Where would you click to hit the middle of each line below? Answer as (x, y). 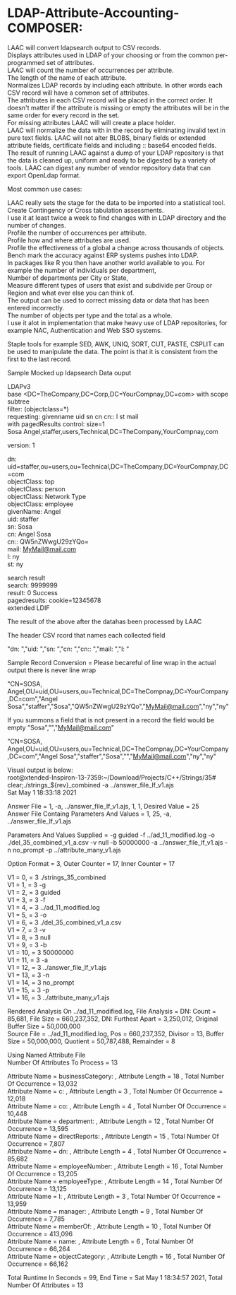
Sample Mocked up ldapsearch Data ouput (69, 373)
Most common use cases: (45, 189)
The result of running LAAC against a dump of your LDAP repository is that (116, 153)
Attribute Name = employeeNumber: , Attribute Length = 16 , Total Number (115, 1166)
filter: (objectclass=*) (38, 409)
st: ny (15, 564)
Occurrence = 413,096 (40, 1234)
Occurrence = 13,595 (38, 1128)
